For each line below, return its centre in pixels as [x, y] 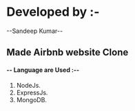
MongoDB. [32, 99]
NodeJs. [28, 85]
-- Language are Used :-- [43, 70]
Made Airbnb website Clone [67, 52]
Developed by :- [53, 12]
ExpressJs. [32, 92]
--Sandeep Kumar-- [35, 31]
